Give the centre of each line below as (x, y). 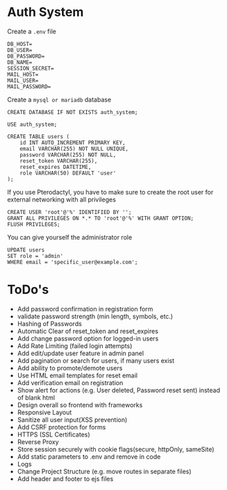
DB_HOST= (20, 44)
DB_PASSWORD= (26, 56)
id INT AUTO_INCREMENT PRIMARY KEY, (73, 142)
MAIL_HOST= (23, 74)
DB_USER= (20, 50)
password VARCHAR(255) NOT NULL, (68, 155)
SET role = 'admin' (35, 256)
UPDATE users (26, 250)
